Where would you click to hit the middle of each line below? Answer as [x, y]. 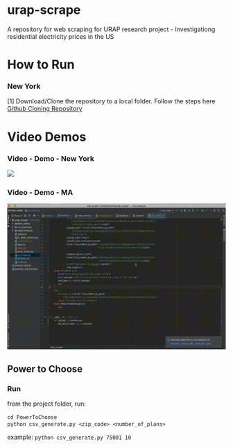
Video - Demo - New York [51, 158]
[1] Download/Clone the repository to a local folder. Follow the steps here [111, 101]
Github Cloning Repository [45, 109]
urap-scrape [44, 10]
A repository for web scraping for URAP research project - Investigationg [111, 29]
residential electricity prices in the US [61, 36]
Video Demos [47, 137]
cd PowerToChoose [32, 417]
